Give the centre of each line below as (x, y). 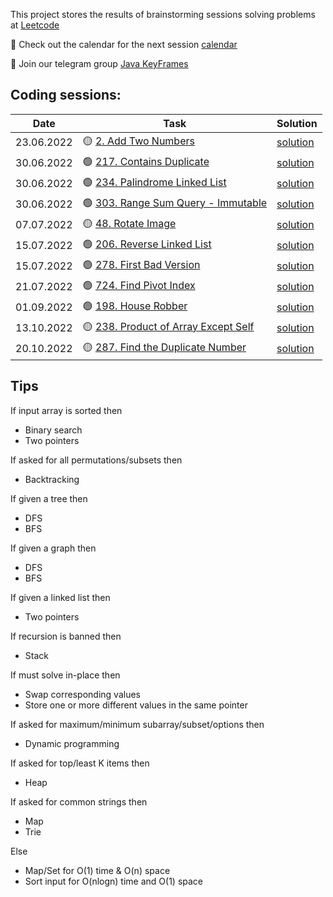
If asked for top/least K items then (80, 763)
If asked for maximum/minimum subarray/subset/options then (137, 724)
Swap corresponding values (82, 694)
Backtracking (52, 479)
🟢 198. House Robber (135, 306)
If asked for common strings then (79, 801)
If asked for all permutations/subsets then (96, 460)
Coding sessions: (66, 95)
